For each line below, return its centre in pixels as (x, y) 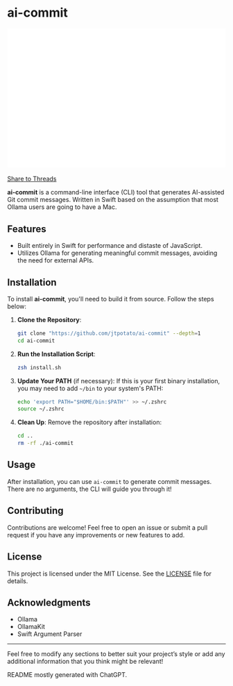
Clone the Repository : (49, 319)
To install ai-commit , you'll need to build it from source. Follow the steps (111, 299)
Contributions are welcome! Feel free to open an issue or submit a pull (107, 527)
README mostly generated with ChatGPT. (67, 675)
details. (18, 580)
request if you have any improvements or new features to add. (96, 535)
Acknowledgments (49, 602)
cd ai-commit (36, 341)
